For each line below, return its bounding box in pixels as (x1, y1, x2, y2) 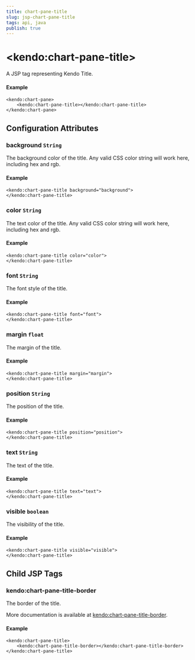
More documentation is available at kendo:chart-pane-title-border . (6, 611, 168, 618)
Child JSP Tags (6, 568, 63, 578)
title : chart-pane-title (6, 8, 67, 15)
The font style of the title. (6, 285, 68, 292)
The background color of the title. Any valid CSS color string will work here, (6, 154, 190, 161)
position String (6, 389, 50, 397)
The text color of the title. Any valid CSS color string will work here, (6, 219, 170, 227)
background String (6, 141, 62, 149)
